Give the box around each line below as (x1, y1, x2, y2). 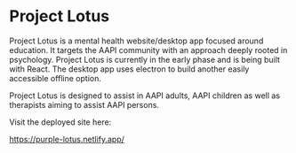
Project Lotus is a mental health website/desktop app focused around (9, 35, 264, 46)
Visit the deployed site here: (9, 117, 112, 127)
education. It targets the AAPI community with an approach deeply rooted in (9, 44, 288, 55)
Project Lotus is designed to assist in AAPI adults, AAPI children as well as (9, 90, 281, 101)
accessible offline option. (9, 73, 102, 83)
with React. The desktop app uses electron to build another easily (9, 64, 250, 74)
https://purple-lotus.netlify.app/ (9, 134, 124, 144)
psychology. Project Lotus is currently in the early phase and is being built (9, 54, 280, 65)
